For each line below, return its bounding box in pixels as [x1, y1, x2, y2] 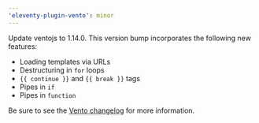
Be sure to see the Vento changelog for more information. [8, 106, 195, 115]
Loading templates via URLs [19, 57, 111, 66]
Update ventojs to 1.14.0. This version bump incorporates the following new [8, 33, 252, 43]
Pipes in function [19, 90, 76, 99]
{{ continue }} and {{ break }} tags [19, 73, 140, 83]
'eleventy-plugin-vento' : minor [8, 11, 114, 20]
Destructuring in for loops [19, 65, 105, 75]
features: [8, 41, 38, 51]
